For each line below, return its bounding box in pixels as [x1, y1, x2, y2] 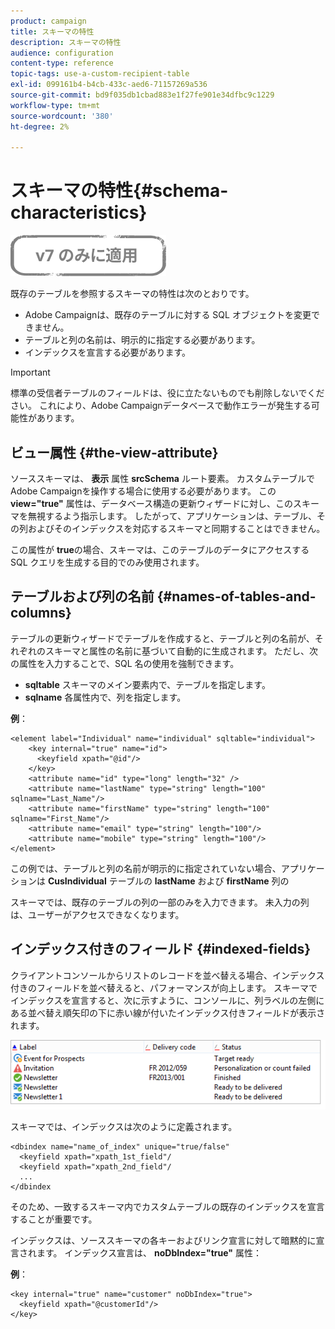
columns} [10, 605, 72, 622]
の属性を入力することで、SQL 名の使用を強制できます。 [10, 657, 240, 669]
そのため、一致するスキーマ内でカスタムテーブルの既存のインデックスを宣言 [10, 1201, 325, 1213]
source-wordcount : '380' [10, 111, 114, 121]
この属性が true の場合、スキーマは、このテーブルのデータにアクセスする [10, 544, 310, 555]
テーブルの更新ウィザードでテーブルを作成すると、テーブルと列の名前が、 [10, 632, 315, 644]
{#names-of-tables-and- [156, 588, 317, 605]
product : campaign [10, 16, 87, 26]
